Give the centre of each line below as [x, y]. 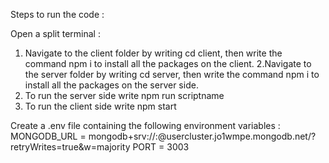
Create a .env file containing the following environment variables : [145, 125]
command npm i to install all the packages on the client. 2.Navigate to [168, 63]
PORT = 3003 [161, 147]
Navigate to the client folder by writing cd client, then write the [153, 53]
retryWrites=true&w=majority [70, 147]
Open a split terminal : [55, 33]
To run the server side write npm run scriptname [124, 95]
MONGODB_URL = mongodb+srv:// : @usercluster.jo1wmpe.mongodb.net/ [161, 136]
